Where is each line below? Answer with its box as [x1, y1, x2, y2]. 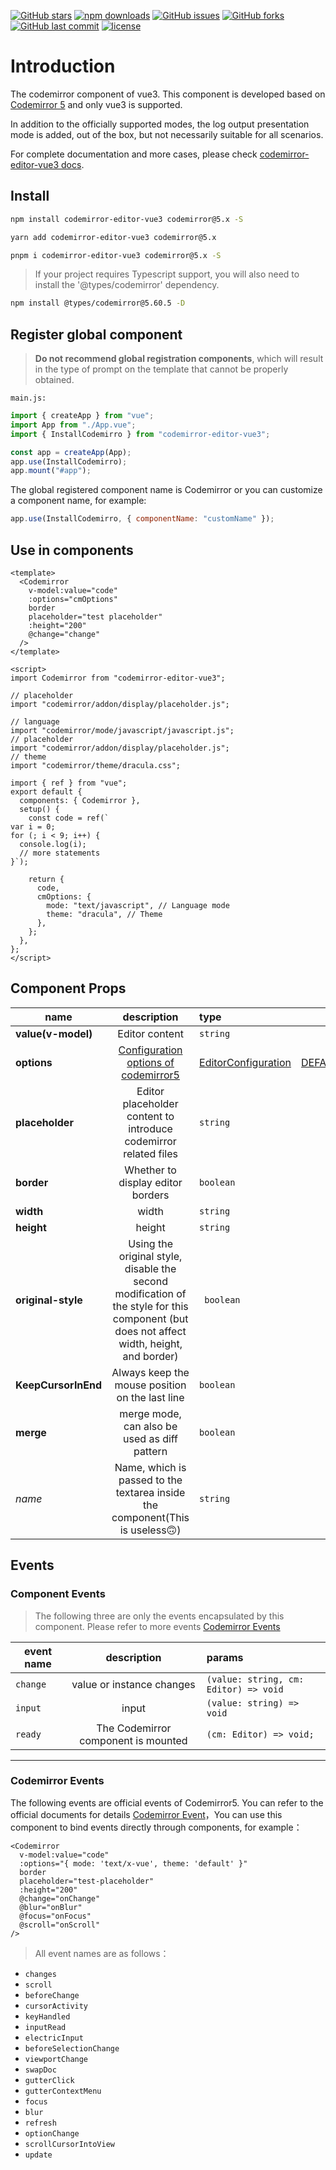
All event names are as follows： [34, 1947, 170, 1959]
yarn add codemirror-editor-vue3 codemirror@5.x [10, 232, 217, 242]
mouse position [114, 1378, 187, 1392]
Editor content [117, 1026, 184, 1040]
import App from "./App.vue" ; [10, 420, 137, 430]
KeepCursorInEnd [15, 1378, 103, 1392]
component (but [112, 1311, 189, 1325]
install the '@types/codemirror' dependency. [34, 279, 220, 291]
